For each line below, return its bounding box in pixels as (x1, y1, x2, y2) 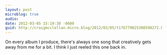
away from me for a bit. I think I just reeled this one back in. (5, 44, 127, 50)
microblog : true (5, 12, 39, 17)
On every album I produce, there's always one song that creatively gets (5, 39, 152, 45)
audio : (5, 16, 19, 21)
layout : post (5, 7, 32, 12)
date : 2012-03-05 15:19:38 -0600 (5, 21, 75, 26)
